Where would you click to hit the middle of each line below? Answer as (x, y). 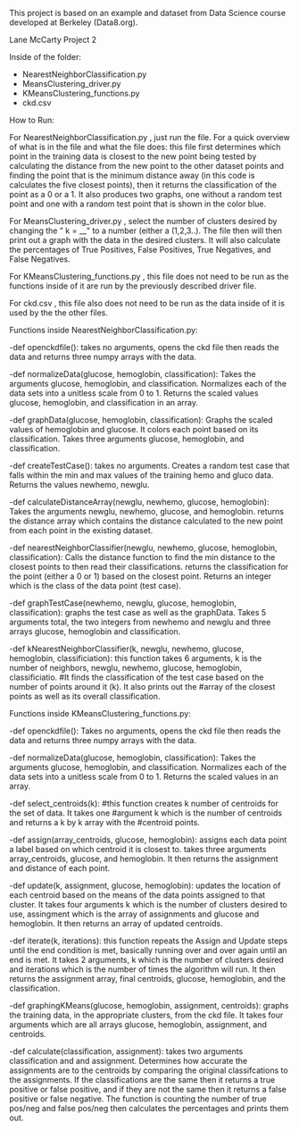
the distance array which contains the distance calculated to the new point (146, 521)
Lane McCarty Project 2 (53, 40)
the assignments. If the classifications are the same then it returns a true (142, 1080)
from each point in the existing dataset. (81, 530)
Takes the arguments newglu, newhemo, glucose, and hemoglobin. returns (146, 511)
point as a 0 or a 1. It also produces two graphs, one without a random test (146, 194)
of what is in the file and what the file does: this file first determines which (145, 147)
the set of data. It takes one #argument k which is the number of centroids (146, 813)
